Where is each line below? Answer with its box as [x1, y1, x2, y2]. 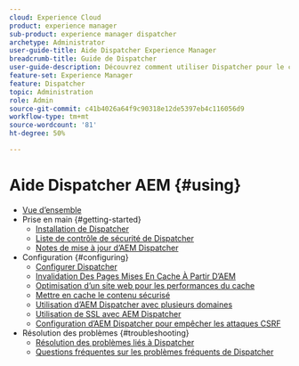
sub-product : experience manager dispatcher [9, 29, 177, 38]
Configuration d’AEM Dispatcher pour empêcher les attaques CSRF [35, 318, 282, 329]
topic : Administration [9, 87, 93, 96]
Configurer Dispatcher [35, 261, 117, 272]
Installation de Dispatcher [35, 224, 130, 234]
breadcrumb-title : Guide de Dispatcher [9, 54, 158, 63]
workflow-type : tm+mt [9, 112, 90, 121]
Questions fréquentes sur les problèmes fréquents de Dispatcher [35, 346, 274, 357]
